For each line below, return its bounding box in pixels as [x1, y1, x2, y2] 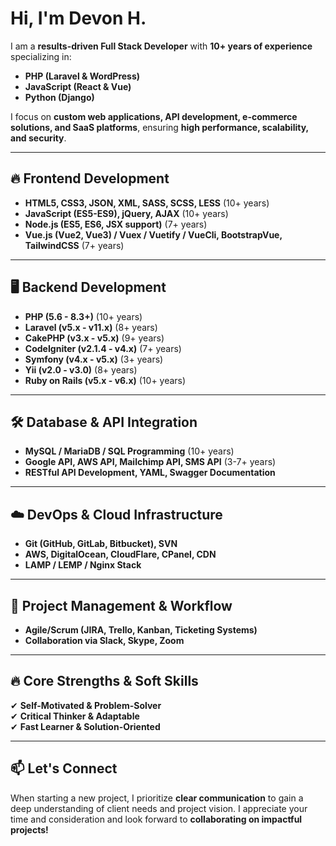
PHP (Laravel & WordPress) [24, 70, 141, 82]
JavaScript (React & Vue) [24, 80, 132, 92]
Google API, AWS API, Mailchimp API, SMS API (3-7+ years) [24, 456, 277, 468]
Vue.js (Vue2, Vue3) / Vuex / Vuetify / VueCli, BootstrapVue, [24, 228, 283, 241]
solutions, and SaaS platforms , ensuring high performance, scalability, [10, 121, 309, 133]
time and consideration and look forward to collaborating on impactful [10, 813, 303, 825]
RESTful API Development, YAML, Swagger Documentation [24, 467, 276, 479]
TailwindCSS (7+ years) [24, 239, 125, 251]
